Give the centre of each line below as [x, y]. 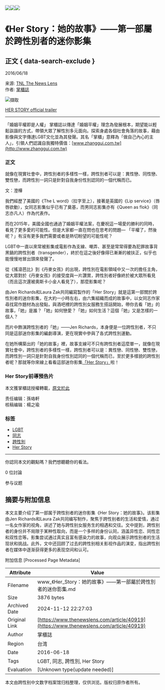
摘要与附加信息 [28, 500]
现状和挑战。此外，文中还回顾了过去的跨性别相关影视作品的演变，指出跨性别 [82, 543]
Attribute [20, 572]
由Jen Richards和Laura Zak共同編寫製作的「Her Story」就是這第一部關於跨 [81, 292]
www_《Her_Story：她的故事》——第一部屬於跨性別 [96, 582]
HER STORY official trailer [31, 110]
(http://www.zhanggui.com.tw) [36, 149]
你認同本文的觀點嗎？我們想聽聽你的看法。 [48, 462]
